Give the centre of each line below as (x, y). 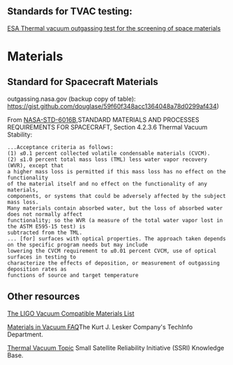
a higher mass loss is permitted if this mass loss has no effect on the (117, 171)
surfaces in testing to (42, 257)
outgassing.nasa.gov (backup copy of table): (72, 99)
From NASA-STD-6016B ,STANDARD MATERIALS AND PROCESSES (103, 119)
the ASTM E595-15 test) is (46, 226)
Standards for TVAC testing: (70, 11)
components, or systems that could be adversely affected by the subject (117, 196)
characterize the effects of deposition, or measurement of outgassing (113, 263)
